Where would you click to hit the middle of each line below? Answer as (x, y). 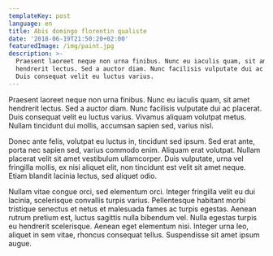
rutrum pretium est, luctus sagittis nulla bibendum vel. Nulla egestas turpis (133, 217)
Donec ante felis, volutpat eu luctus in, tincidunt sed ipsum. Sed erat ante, (132, 141)
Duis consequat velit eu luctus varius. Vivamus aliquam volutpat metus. (128, 117)
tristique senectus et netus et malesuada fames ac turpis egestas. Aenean (133, 209)
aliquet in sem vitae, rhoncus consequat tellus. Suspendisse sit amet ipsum (134, 234)
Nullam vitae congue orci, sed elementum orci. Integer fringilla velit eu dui (132, 191)
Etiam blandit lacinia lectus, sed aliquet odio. (82, 176)
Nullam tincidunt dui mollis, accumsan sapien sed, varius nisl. (111, 125)
